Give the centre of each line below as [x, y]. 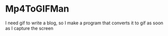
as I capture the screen [29, 28]
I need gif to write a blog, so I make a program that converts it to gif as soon [84, 23]
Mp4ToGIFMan [37, 9]
